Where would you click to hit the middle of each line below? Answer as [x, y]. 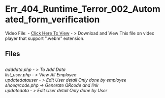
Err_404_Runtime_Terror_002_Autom [83, 9]
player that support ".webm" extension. [45, 38]
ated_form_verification [52, 19]
